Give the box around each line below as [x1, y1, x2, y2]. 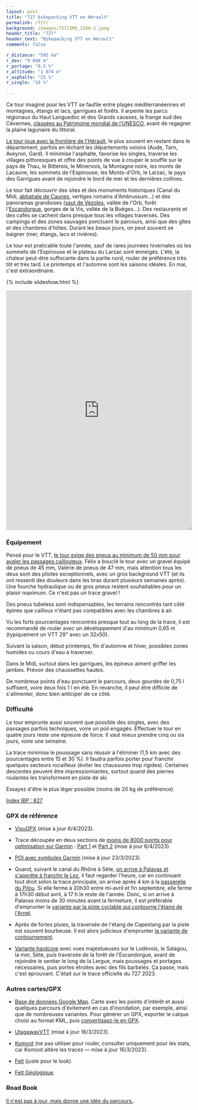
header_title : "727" [6, 31, 57, 37]
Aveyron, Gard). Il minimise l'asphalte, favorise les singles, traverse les [6, 150, 177, 157]
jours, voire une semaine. [6, 737, 68, 745]
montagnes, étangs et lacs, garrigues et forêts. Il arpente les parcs [6, 107, 168, 115]
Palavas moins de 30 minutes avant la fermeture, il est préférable [14, 897, 173, 904]
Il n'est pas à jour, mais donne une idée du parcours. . [6, 1097, 135, 1104]
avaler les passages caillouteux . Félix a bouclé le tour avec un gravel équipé [6, 558, 190, 565]
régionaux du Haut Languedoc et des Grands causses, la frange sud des [6, 113, 183, 121]
